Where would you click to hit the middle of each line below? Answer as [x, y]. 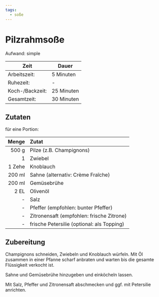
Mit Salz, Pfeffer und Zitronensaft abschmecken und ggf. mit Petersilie [78, 285]
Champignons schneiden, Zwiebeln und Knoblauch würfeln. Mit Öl [74, 254]
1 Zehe [17, 167]
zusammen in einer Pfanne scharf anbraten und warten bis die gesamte [80, 260]
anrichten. [16, 290]
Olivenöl [40, 191]
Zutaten [18, 117]
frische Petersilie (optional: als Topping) [77, 224]
